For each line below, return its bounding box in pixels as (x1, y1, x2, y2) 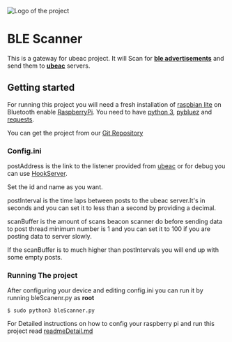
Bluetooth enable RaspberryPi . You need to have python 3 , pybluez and (7, 107, 212, 116)
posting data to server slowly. (7, 232, 92, 241)
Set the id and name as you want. (7, 183, 103, 191)
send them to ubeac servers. (7, 61, 91, 70)
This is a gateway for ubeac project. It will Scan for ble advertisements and (7, 54, 224, 62)
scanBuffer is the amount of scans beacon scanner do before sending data (7, 217, 223, 226)
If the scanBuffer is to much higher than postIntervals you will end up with (7, 246, 219, 254)
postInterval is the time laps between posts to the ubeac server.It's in (7, 196, 206, 205)
